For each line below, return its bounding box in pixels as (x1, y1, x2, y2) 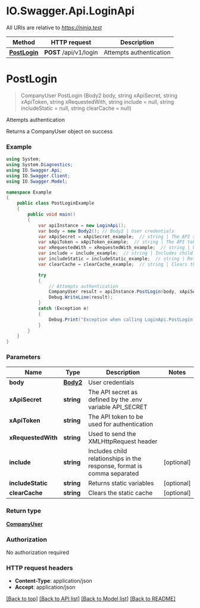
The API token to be (88, 413, 143, 421)
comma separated (88, 469, 139, 478)
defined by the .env (88, 395, 143, 404)
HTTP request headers (6, 563, 73, 572)
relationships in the (88, 455, 142, 463)
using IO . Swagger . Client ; (6, 173, 70, 179)
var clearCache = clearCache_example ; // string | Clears (37, 261, 187, 267)
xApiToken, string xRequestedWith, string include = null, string (20, 98, 174, 105)
